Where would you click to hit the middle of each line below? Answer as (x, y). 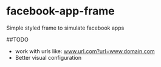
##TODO (17, 39)
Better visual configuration (48, 57)
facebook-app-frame (61, 11)
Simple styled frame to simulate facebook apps (65, 28)
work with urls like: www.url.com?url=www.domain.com (85, 51)
